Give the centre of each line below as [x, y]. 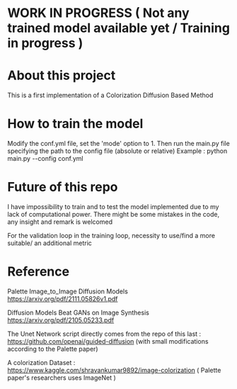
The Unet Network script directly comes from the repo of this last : [104, 334]
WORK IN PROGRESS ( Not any [98, 13]
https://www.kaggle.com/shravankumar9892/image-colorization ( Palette [114, 370]
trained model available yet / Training [118, 28]
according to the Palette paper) [53, 349]
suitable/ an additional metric [50, 243]
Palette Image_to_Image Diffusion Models [68, 291]
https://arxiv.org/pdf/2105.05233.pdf [61, 320]
